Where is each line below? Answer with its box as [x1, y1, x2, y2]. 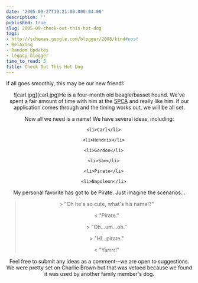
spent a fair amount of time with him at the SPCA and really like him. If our [9, 98, 189, 105]
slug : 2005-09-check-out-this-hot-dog [6, 25, 102, 31]
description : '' [6, 14, 46, 20]
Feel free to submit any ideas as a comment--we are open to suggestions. [9, 258, 190, 265]
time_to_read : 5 [6, 58, 46, 64]
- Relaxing [6, 42, 33, 48]
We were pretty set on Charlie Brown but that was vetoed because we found [6, 264, 193, 271]
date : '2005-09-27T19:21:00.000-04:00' [6, 8, 105, 15]
